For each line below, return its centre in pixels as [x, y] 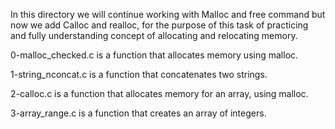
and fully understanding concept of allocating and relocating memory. [154, 35]
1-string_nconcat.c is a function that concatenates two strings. [139, 74]
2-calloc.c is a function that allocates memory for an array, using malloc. [159, 93]
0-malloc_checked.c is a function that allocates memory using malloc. [154, 55]
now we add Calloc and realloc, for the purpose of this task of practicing [159, 25]
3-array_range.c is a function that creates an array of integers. [138, 113]
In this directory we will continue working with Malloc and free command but [168, 14]
